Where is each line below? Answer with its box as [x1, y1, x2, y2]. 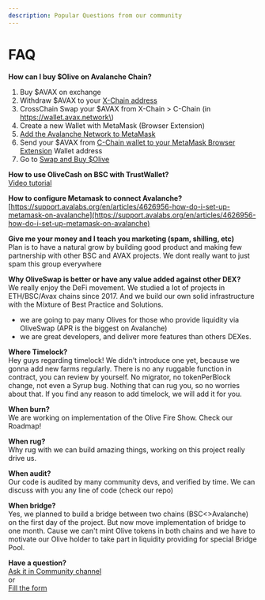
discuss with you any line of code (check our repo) [8, 485, 174, 495]
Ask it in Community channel [8, 566, 102, 575]
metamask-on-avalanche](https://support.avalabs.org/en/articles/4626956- [8, 210, 256, 220]
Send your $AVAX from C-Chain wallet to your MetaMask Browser [19, 138, 236, 147]
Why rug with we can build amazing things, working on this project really [8, 444, 245, 455]
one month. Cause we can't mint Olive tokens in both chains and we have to [8, 526, 256, 535]
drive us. [8, 453, 37, 462]
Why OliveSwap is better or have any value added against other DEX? [8, 274, 241, 284]
